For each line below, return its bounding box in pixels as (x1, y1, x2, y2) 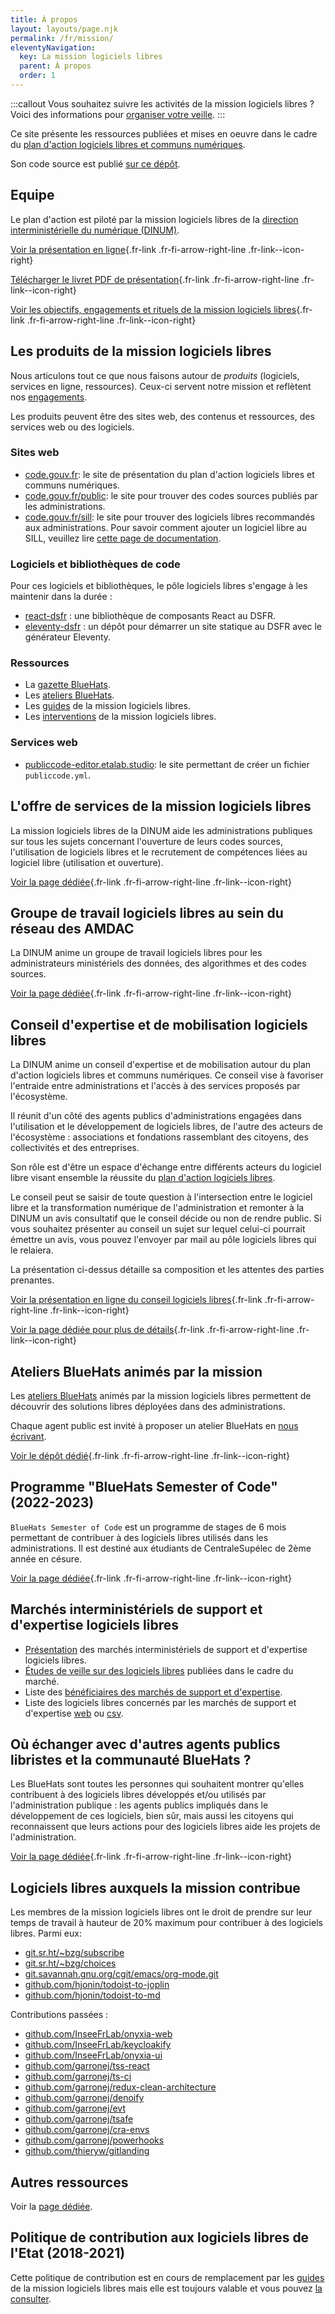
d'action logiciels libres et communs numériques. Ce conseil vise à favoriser (10, 1069, 324, 1081)
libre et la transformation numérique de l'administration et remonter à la (10, 1202, 305, 1214)
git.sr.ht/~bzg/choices (24, 1957, 117, 1970)
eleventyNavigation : (10, 42, 97, 53)
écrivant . (10, 1430, 47, 1442)
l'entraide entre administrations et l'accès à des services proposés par (10, 1080, 301, 1092)
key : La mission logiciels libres (19, 52, 163, 62)
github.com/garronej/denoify (24, 2092, 145, 2104)
